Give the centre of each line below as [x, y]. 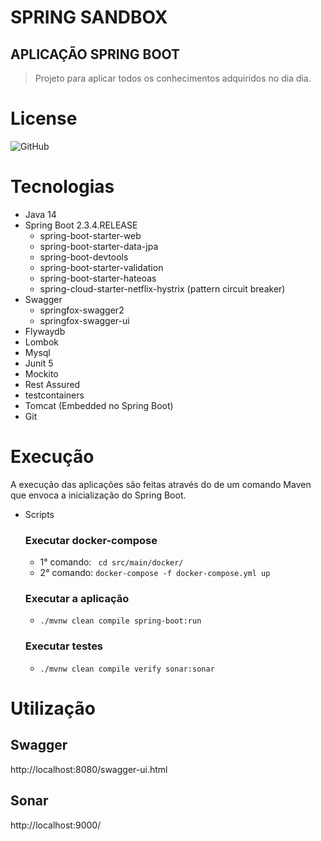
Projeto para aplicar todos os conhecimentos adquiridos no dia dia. [173, 78]
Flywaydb [45, 331]
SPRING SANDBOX [89, 17]
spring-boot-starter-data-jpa [99, 246]
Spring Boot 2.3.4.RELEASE [81, 225]
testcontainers [54, 395]
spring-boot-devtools [84, 257]
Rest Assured [52, 384]
